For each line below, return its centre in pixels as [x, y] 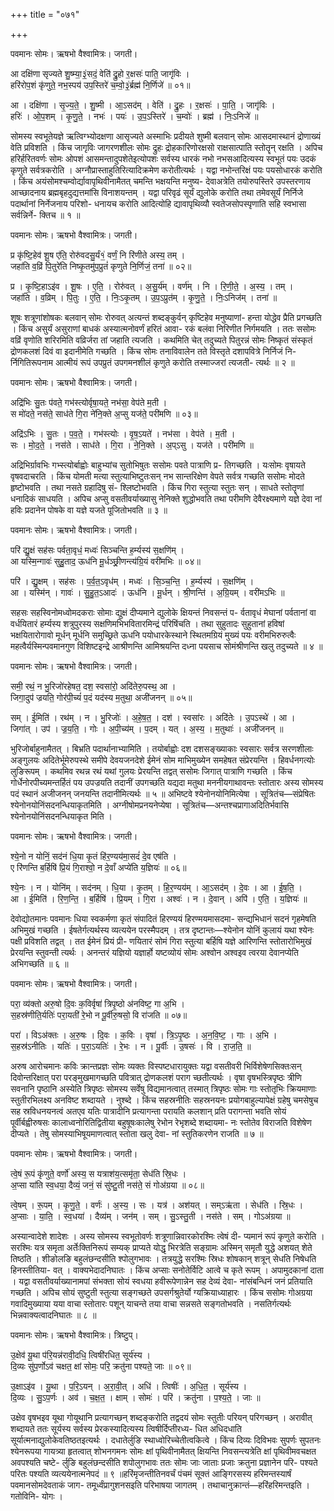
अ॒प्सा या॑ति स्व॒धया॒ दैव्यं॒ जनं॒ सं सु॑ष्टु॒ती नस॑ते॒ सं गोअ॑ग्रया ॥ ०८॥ [107, 1185]
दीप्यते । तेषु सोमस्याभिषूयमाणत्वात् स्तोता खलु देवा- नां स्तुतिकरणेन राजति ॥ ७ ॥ [137, 1133]
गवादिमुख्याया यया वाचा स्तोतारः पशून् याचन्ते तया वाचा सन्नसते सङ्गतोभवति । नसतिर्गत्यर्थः [151, 1303]
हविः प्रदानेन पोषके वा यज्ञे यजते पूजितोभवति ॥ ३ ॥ [89, 510]
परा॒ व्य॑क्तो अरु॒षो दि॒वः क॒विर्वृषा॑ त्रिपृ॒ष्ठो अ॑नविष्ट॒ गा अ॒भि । [97, 1003]
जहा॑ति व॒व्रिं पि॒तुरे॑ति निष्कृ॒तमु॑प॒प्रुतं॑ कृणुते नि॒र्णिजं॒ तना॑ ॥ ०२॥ [101, 266]
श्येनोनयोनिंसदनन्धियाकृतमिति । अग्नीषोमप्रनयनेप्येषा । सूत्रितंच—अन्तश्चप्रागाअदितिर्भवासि [150, 805]
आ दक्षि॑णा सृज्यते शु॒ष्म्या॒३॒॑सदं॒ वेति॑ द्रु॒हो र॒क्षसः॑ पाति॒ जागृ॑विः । [100, 73]
